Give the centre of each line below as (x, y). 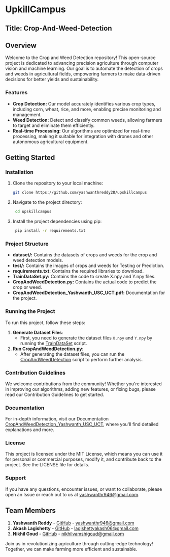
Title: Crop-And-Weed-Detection (59, 28)
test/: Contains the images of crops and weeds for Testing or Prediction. (89, 266)
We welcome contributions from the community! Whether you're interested (83, 384)
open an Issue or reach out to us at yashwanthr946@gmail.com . (72, 494)
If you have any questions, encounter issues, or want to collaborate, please (84, 489)
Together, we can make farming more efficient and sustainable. (71, 549)
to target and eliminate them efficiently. (54, 125)
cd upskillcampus (33, 212)
